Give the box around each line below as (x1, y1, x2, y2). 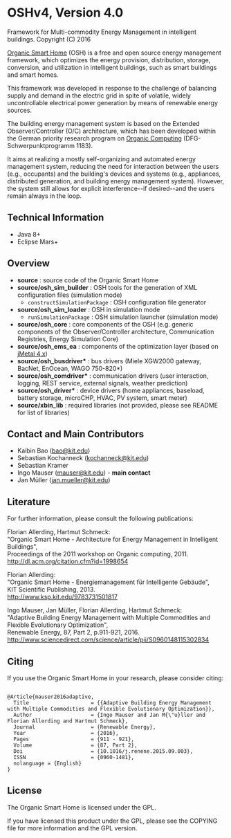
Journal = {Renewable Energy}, (13, 724, 156, 731)
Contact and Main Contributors (7, 428, 144, 440)
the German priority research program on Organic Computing (7, 134, 182, 143)
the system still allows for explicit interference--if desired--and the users (7, 184, 215, 192)
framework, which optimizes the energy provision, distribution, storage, (7, 55, 211, 64)
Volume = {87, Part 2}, (13, 742, 138, 749)
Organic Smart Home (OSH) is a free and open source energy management (7, 48, 221, 57)
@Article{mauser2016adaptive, (7, 693, 95, 700)
